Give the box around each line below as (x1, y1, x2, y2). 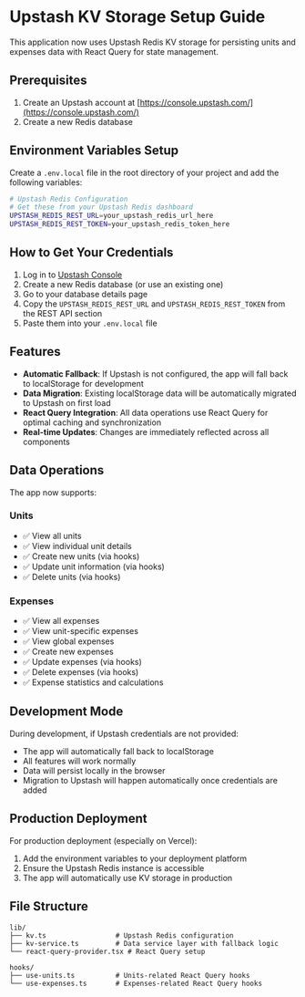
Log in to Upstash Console (22, 269, 123, 280)
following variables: (9, 176, 83, 188)
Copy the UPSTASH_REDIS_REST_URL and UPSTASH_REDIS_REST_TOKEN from (22, 298, 286, 309)
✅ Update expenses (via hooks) (22, 657, 143, 668)
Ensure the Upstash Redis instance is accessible (22, 862, 205, 873)
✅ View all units (22, 530, 82, 541)
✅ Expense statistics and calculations (22, 677, 164, 688)
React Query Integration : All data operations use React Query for (22, 407, 269, 418)
